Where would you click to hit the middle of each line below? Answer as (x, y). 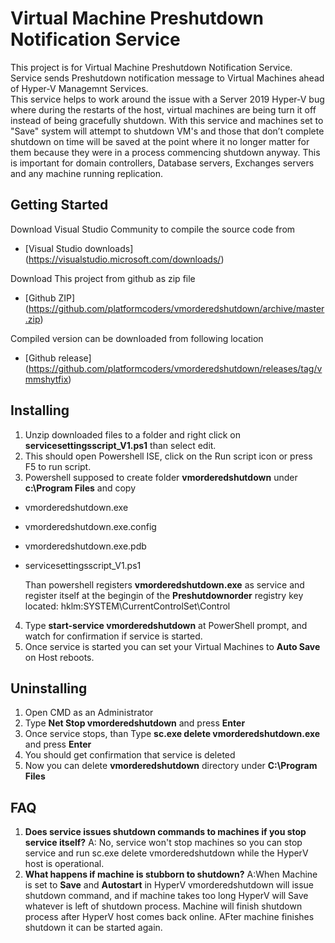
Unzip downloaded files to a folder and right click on (132, 434)
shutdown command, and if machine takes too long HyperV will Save (166, 896)
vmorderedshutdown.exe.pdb (85, 546)
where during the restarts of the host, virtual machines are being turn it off (163, 109)
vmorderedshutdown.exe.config (90, 526)
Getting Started (59, 205)
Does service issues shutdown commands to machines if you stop (165, 832)
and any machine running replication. (87, 173)
